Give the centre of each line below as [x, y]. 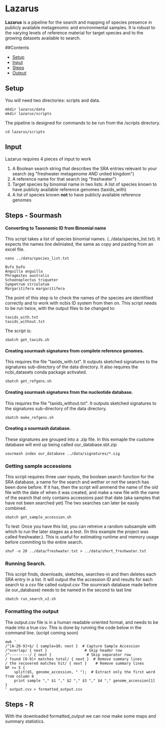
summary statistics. [25, 722]
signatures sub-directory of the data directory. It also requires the [72, 367]
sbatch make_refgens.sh [30, 418]
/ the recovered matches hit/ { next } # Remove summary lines [75, 663]
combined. [16, 508]
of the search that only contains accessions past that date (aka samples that [82, 498]
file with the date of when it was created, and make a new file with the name [82, 493]
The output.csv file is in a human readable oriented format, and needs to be [82, 622]
